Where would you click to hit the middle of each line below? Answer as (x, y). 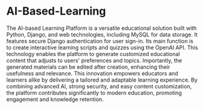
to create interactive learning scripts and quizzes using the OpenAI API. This (102, 47)
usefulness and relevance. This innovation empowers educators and (92, 73)
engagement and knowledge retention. (55, 99)
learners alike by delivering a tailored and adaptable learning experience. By (102, 80)
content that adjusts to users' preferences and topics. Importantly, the (94, 60)
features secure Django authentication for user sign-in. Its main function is (100, 41)
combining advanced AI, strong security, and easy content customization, (99, 86)
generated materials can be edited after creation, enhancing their (88, 67)
